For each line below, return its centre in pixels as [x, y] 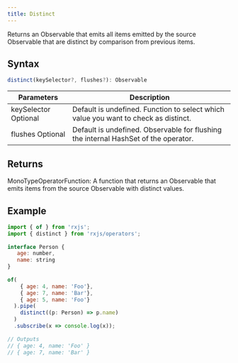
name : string [36, 260]
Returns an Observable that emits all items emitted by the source [102, 34]
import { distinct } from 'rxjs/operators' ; [74, 234]
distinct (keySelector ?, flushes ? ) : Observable [77, 80]
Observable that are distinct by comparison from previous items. [101, 41]
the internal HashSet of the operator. [133, 139]
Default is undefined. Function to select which [148, 109]
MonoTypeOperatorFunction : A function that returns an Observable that [112, 181]
